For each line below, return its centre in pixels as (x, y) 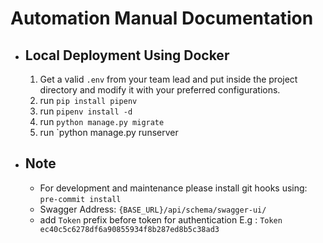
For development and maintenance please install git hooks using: (173, 188)
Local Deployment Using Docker (127, 55)
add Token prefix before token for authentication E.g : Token (161, 219)
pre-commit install (80, 199)
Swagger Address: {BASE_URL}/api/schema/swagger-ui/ (153, 209)
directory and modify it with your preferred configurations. (160, 90)
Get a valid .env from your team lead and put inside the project (168, 79)
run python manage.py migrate (102, 121)
